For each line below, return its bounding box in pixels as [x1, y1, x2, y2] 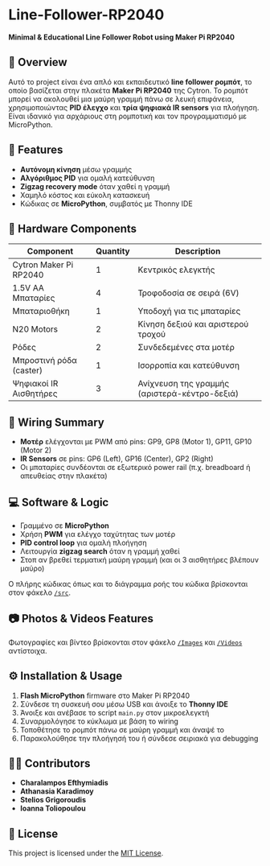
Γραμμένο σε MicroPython [19, 521, 110, 530]
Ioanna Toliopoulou [19, 803, 86, 814]
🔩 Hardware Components [8, 221, 137, 235]
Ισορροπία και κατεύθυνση [137, 360, 239, 371]
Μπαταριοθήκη [12, 306, 70, 317]
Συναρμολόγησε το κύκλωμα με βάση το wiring [19, 716, 179, 726]
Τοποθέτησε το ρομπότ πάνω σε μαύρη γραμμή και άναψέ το [19, 724, 225, 734]
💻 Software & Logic [8, 495, 109, 509]
